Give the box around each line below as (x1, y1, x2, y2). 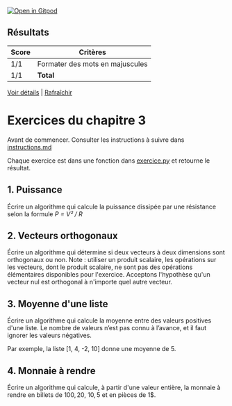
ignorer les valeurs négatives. (7, 331, 92, 340)
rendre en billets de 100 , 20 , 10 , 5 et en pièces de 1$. (7, 391, 156, 399)
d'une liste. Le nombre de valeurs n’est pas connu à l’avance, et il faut (7, 324, 207, 332)
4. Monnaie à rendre (7, 365, 96, 377)
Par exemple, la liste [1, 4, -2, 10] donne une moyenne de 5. (7, 345, 176, 353)
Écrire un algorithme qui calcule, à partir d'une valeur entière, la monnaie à (7, 383, 221, 391)
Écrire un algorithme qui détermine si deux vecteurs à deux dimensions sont (7, 248, 226, 257)
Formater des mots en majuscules (37, 59, 148, 69)
